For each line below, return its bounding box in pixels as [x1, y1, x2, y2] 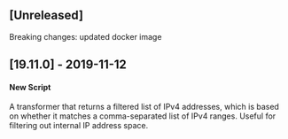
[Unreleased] [9, 8, 84, 23]
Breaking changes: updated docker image [9, 31, 162, 42]
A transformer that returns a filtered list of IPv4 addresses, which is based [9, 102, 279, 112]
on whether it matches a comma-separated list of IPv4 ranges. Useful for [9, 111, 276, 121]
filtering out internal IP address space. [9, 120, 149, 131]
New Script [9, 81, 51, 92]
